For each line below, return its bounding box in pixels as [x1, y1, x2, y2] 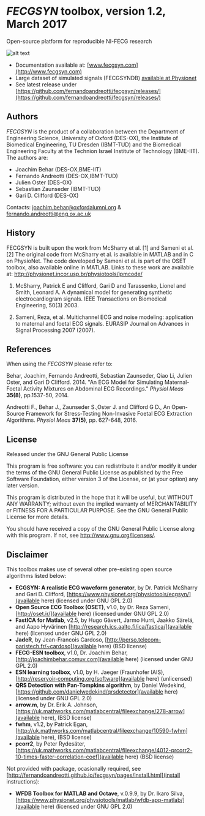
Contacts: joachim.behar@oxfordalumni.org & [6, 203, 121, 211]
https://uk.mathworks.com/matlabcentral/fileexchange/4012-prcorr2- [17, 747, 193, 754]
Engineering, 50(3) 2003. [15, 301, 80, 309]
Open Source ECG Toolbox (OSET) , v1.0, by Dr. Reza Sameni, [15, 604, 170, 610]
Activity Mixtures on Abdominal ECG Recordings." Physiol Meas [23, 385, 184, 392]
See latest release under [15, 81, 77, 88]
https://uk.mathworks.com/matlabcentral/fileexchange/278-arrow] [17, 708, 185, 714]
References [6, 344, 51, 354]
